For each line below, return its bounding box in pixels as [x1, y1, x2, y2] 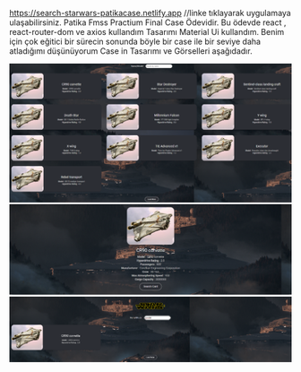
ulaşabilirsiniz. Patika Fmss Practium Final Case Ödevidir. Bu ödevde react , [9, 17, 287, 28]
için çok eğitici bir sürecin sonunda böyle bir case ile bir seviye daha [9, 36, 262, 47]
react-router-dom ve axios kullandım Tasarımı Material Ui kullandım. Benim [9, 27, 285, 37]
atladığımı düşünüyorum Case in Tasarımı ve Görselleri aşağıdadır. [9, 46, 253, 56]
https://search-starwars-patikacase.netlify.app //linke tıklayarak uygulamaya [9, 8, 291, 18]
